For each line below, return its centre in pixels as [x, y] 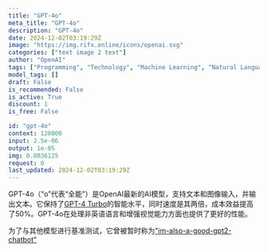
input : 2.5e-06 [33, 141]
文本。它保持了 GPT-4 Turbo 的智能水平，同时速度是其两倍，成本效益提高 [134, 204]
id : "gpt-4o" [30, 126]
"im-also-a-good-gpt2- [193, 231]
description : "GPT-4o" [46, 30]
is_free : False [33, 112]
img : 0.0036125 [33, 156]
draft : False [30, 82]
